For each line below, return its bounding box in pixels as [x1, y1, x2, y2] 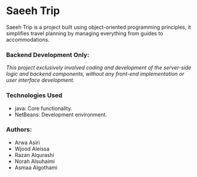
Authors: [6, 125, 32, 133]
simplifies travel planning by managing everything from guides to [6, 29, 163, 36]
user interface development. [6, 76, 75, 84]
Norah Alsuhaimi [14, 158, 55, 165]
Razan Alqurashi [14, 151, 55, 158]
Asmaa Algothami [14, 163, 58, 171]
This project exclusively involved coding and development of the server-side [6, 64, 192, 71]
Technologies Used [6, 91, 63, 99]
